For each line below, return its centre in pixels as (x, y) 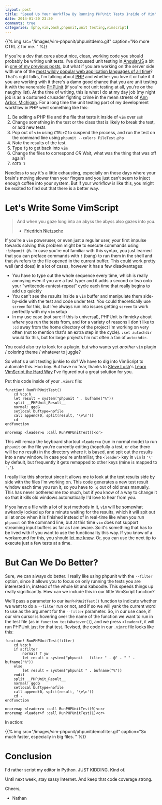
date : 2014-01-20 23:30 (29, 18)
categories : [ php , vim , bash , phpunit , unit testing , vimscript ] (67, 28)
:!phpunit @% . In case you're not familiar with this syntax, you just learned (79, 251)
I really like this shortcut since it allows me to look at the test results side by (80, 477)
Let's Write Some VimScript (62, 208)
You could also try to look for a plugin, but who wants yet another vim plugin (81, 347)
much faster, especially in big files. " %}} (45, 737)
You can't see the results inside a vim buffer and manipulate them (77, 296)
